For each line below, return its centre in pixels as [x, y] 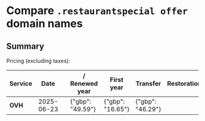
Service [21, 83]
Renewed [84, 83]
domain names [45, 24]
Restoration [184, 83]
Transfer [148, 83]
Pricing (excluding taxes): [38, 61]
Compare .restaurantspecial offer [97, 11]
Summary [25, 46]
